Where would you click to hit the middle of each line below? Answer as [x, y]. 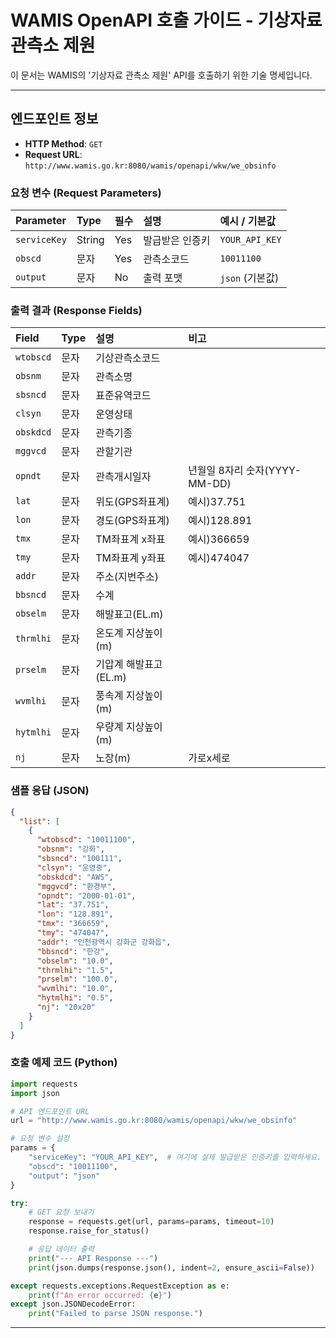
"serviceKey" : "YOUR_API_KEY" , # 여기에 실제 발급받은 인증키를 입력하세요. [175, 1157]
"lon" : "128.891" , [75, 914]
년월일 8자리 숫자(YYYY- [245, 471]
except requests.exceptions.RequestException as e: [120, 1286]
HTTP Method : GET [63, 143]
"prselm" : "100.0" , [77, 979]
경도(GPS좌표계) [132, 521]
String [90, 240]
